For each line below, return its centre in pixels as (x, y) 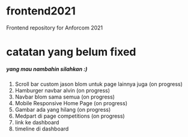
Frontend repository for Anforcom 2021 (55, 28)
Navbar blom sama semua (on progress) (65, 97)
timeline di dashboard (42, 129)
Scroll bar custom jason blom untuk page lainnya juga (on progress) (99, 84)
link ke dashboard (37, 123)
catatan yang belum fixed (71, 52)
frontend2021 (41, 11)
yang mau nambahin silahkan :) (47, 69)
